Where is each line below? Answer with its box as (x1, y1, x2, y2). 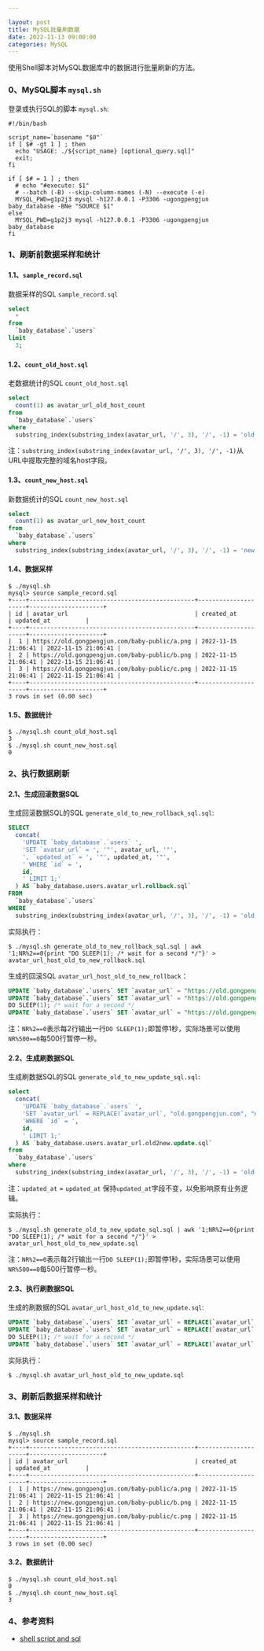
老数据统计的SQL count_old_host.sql (8, 378, 129, 388)
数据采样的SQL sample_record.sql (8, 289, 119, 299)
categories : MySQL (8, 40, 68, 48)
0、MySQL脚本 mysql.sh (8, 84, 101, 95)
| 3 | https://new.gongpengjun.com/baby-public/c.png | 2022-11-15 (8, 1512, 237, 1520)
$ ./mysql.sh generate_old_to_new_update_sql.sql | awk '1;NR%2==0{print (8, 1225, 255, 1233)
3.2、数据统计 (8, 1557, 54, 1567)
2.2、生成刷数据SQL (8, 1053, 75, 1063)
